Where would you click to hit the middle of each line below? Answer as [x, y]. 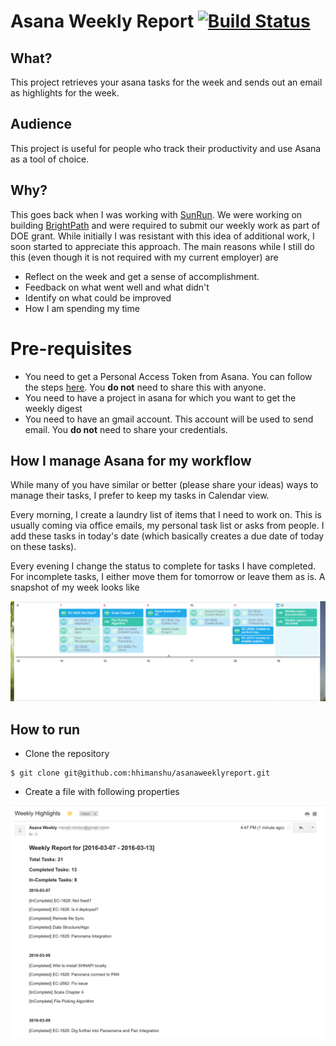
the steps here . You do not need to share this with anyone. [145, 387]
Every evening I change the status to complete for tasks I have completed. [163, 566]
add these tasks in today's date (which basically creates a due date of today [167, 536]
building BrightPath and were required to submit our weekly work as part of [165, 225]
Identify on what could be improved [98, 297]
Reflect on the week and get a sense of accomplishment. [142, 276]
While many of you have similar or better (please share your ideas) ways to [164, 485]
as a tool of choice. [50, 159]
